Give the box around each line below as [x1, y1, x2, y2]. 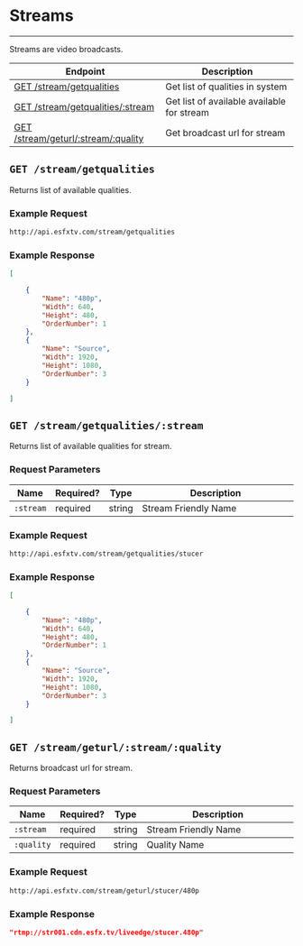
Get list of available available [165, 95, 287, 107]
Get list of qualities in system [165, 80, 288, 93]
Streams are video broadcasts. [9, 43, 124, 54]
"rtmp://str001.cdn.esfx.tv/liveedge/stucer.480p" [9, 928, 204, 937]
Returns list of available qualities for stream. [9, 441, 172, 452]
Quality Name [146, 839, 205, 851]
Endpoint [65, 65, 106, 78]
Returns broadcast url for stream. [9, 763, 133, 774]
